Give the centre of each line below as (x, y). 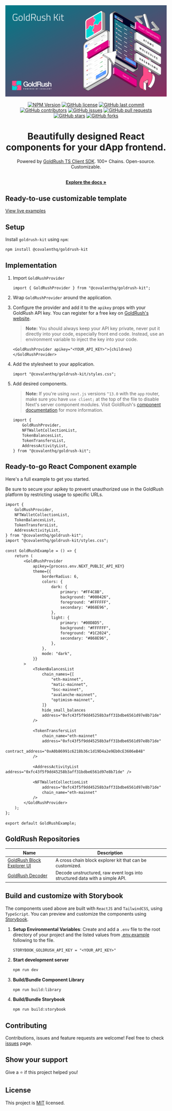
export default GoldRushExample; (41, 823)
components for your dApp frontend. (86, 147)
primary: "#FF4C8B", (82, 592)
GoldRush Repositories (43, 839)
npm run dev (25, 970)
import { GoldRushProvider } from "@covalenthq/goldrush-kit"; (82, 288)
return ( (24, 556)
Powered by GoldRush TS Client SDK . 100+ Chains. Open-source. (86, 161)
